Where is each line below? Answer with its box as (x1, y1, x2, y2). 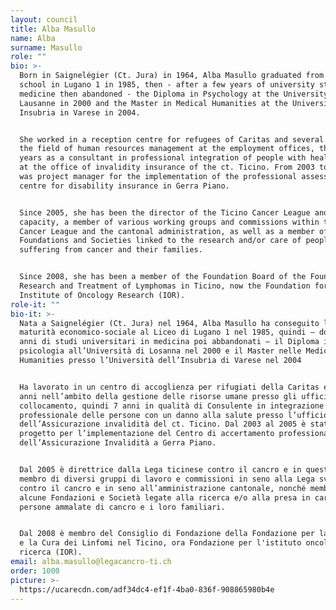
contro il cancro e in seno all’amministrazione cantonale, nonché (19, 483, 307, 493)
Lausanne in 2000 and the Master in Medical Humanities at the (19, 98, 288, 108)
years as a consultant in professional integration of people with (19, 153, 307, 163)
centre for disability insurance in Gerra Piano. (19, 181, 230, 191)
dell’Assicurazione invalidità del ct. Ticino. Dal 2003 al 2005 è (19, 419, 307, 430)
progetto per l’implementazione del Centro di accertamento (19, 429, 275, 439)
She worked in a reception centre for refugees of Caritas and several (19, 134, 325, 145)
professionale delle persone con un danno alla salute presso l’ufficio (19, 410, 329, 420)
